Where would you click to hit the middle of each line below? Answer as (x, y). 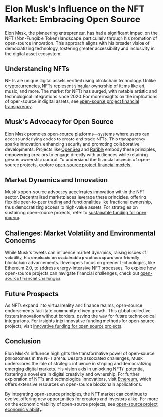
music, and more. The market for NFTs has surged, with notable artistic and (81, 91)
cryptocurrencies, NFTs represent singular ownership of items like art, (75, 86)
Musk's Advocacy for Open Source (59, 122)
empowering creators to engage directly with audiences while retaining (76, 154)
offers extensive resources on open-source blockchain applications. (74, 384)
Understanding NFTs (37, 69)
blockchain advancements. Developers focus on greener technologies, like (80, 263)
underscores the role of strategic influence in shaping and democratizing (78, 363)
